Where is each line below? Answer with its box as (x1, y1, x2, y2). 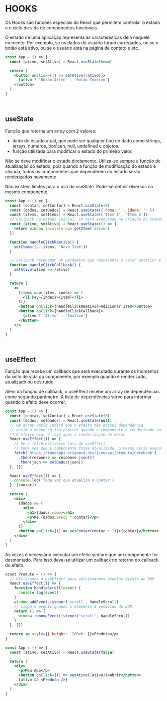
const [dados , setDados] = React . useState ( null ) (9, 418, 112, 423)
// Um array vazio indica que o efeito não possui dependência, (9, 423, 146, 428)
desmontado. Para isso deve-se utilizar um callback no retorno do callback (5, 557, 159, 563)
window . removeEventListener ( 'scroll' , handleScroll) (18, 613, 130, 618)
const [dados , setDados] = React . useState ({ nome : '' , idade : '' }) (9, 208, 155, 213)
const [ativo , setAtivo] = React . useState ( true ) (9, 59, 112, 64)
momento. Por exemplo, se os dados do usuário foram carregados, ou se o (5, 39, 159, 45)
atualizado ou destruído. (5, 379, 55, 385)
